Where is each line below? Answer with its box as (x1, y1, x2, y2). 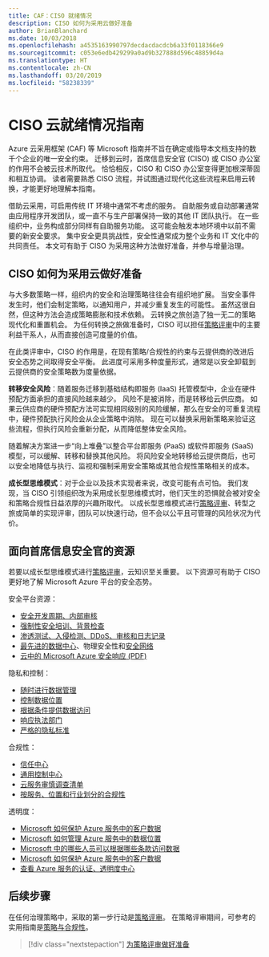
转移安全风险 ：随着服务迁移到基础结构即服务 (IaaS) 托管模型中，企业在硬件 (8, 384, 256, 394)
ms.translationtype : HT (8, 57, 88, 65)
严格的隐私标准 (19, 725, 70, 735)
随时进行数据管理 (19, 685, 77, 695)
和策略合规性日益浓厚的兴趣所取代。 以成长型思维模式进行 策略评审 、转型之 (8, 498, 256, 508)
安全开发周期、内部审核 (19, 611, 98, 621)
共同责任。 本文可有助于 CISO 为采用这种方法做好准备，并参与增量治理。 (8, 241, 249, 251)
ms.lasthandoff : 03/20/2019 (8, 71, 102, 79)
